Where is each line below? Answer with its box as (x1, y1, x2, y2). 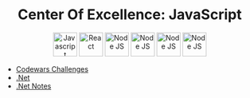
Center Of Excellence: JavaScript (18, 6, 242, 24)
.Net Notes (15, 81, 52, 91)
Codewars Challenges (15, 64, 89, 73)
